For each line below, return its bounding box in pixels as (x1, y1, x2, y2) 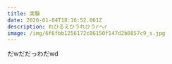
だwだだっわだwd (7, 49, 59, 58)
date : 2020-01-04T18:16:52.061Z (7, 17, 102, 24)
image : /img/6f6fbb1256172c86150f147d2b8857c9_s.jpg (7, 29, 166, 37)
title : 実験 (7, 10, 40, 17)
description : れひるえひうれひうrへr (7, 23, 108, 30)
